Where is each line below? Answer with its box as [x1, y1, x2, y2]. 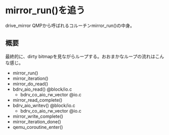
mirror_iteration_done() [12, 118, 61, 125]
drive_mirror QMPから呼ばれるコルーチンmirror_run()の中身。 [5, 22, 135, 29]
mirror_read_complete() [12, 97, 63, 103]
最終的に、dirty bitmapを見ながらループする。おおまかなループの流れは [5, 53, 156, 59]
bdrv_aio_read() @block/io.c [12, 86, 73, 92]
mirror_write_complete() [12, 113, 63, 119]
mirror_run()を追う [5, 5, 85, 16]
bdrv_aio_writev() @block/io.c [12, 102, 76, 109]
